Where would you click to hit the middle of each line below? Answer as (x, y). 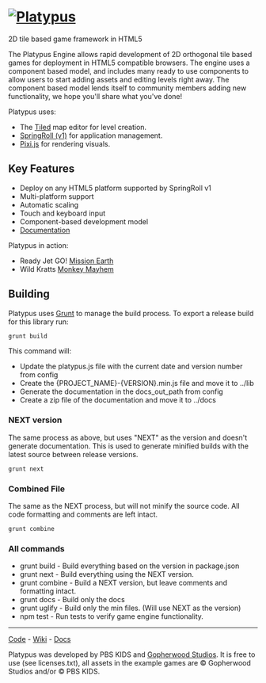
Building (29, 294)
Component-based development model (84, 221)
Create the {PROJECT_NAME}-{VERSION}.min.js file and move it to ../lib (137, 383)
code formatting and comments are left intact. (83, 514)
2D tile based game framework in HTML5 (75, 39)
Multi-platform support (57, 196)
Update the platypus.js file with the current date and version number (131, 366)
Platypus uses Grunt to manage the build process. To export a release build (131, 313)
